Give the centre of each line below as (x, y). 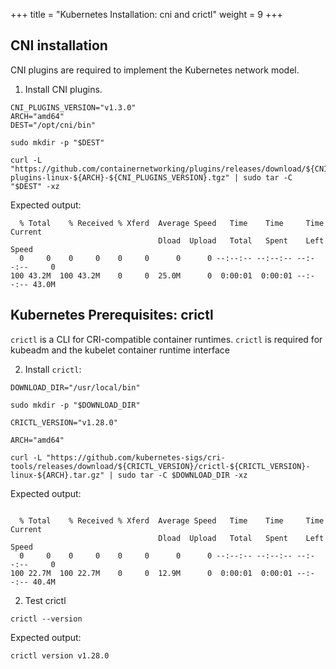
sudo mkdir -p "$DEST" (57, 142)
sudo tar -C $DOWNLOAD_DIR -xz (182, 475)
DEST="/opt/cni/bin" (53, 125)
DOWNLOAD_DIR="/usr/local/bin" (75, 387)
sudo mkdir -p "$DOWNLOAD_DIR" (75, 405)
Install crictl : (53, 369)
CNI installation (59, 45)
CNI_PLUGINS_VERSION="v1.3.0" (73, 107)
